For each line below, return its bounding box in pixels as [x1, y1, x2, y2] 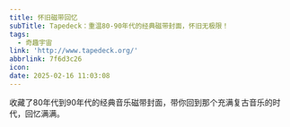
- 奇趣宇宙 [17, 38, 53, 47]
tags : [9, 30, 30, 38]
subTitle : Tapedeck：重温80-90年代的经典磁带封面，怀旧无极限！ [9, 21, 229, 30]
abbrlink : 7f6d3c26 [9, 55, 83, 63]
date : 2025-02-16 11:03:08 [9, 72, 110, 80]
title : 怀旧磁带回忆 [9, 13, 78, 22]
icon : [9, 63, 30, 72]
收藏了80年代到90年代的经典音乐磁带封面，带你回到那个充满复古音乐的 [9, 97, 274, 107]
